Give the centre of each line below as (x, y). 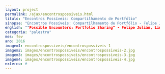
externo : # (16, 64)
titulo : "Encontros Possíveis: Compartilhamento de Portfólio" (71, 18)
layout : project (22, 9)
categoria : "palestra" (28, 32)
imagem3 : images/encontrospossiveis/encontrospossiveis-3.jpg (70, 55)
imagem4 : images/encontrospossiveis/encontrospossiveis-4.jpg (70, 59)
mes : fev (14, 37)
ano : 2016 (15, 41)
